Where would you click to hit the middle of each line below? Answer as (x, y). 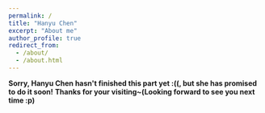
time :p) (21, 100)
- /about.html (39, 61)
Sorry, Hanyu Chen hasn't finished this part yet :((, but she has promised (132, 83)
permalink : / (30, 16)
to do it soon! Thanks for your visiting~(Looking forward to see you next (132, 91)
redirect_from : (34, 46)
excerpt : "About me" (43, 30)
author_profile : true (45, 38)
